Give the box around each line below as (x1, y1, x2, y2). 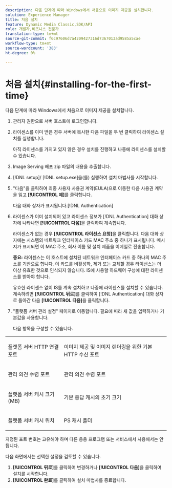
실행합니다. (22, 135, 45, 141)
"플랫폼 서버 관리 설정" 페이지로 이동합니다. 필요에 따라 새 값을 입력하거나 (12, 308, 159, 314)
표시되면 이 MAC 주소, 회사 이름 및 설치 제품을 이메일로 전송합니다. (22, 244, 155, 250)
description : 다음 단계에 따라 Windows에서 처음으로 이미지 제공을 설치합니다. (5, 7, 154, 13)
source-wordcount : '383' (5, 46, 58, 51)
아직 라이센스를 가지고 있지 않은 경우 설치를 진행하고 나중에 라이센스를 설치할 (12, 146, 166, 153)
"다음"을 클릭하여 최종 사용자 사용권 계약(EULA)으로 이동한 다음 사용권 (12, 185, 154, 192)
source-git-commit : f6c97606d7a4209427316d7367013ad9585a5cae (5, 36, 141, 41)
